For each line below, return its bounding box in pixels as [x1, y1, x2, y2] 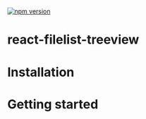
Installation [7, 64, 75, 80]
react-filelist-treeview [7, 32, 140, 48]
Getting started [7, 96, 99, 112]
